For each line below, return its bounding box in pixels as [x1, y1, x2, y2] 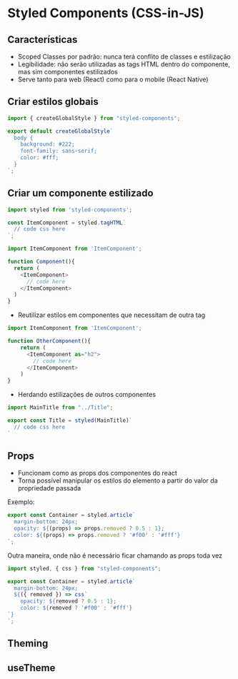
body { [14, 134, 34, 141]
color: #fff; [20, 154, 59, 161]
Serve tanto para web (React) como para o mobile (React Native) [17, 75, 209, 84]
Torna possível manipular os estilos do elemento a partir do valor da [17, 476, 218, 485]
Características [7, 34, 78, 46]
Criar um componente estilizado [7, 187, 154, 199]
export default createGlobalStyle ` [7, 127, 114, 135]
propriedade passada [17, 484, 81, 493]
